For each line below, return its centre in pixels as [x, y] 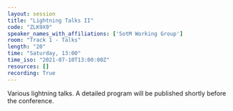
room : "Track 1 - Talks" [44, 40]
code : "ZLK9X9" [30, 27]
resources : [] [29, 66]
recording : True [31, 73]
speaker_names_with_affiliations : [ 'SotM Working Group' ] [95, 34]
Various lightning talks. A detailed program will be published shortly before [117, 93]
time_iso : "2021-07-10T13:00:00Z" [59, 60]
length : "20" [27, 47]
